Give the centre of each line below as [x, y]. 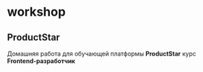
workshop [37, 12]
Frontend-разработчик [41, 61]
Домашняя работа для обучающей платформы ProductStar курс [101, 53]
